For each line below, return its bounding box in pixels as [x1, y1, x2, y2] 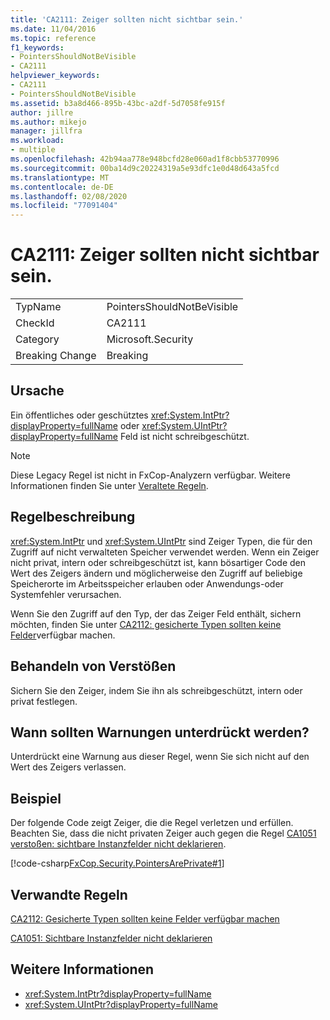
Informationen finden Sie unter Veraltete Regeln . [10, 479, 209, 491]
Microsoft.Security [106, 332, 194, 346]
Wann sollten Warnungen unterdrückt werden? [10, 724, 310, 741]
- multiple [10, 145, 56, 155]
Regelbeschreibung [10, 509, 136, 526]
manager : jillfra [10, 126, 83, 136]
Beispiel [10, 790, 62, 807]
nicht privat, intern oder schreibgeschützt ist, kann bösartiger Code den [10, 556, 306, 568]
